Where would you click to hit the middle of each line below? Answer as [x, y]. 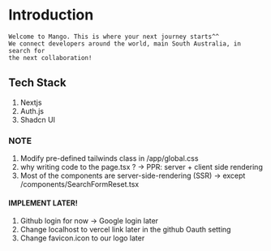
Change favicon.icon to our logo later [82, 238]
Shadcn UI [37, 119]
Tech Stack [37, 83]
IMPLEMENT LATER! [43, 203]
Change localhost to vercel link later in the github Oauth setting [125, 230]
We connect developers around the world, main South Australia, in [125, 43]
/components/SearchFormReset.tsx [80, 184]
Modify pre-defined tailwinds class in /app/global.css [109, 158]
